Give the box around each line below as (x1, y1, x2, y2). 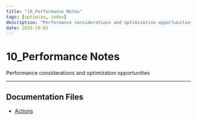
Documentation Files (6, 92, 84, 102)
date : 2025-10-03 (6, 25, 49, 31)
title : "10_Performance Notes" (6, 8, 83, 15)
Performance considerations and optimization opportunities (6, 70, 150, 77)
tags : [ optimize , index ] (6, 14, 67, 20)
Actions (14, 108, 33, 114)
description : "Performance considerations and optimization (6, 19, 157, 25)
